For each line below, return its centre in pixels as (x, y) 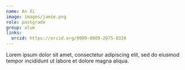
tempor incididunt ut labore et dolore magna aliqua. (68, 61)
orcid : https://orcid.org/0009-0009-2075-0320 (69, 38)
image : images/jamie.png (36, 17)
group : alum (20, 27)
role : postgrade (26, 22)
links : (14, 33)
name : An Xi (20, 11)
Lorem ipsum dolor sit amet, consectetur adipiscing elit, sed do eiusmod (93, 55)
